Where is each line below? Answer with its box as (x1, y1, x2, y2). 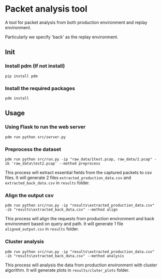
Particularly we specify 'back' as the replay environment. (5, 34, 118, 40)
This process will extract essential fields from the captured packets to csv (5, 169, 152, 175)
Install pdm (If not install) (5, 63, 65, 69)
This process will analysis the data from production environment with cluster (5, 262, 157, 268)
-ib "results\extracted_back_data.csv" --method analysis (5, 253, 124, 258)
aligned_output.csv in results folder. (5, 226, 79, 232)
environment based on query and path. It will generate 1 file (5, 221, 123, 227)
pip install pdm (5, 74, 38, 79)
